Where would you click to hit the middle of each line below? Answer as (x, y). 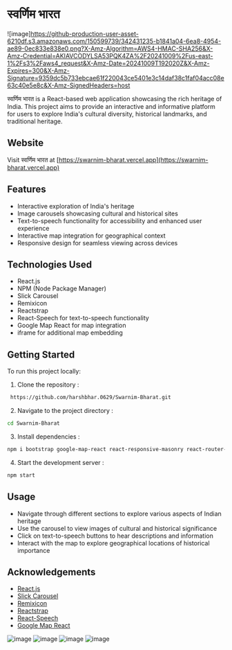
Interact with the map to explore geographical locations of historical (113, 543)
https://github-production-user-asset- (85, 33)
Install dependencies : (49, 437)
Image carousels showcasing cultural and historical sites (97, 213)
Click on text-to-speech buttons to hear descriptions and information (115, 536)
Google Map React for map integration (71, 326)
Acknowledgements (51, 572)
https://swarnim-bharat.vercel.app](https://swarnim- (133, 159)
